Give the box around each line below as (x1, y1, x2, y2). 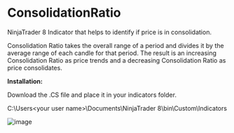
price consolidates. (7, 63, 63, 72)
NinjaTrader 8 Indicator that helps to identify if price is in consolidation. (7, 28, 212, 36)
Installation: (7, 77, 43, 85)
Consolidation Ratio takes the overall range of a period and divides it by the (7, 41, 224, 49)
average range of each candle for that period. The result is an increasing (7, 49, 217, 57)
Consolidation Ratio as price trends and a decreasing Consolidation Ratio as (7, 56, 226, 64)
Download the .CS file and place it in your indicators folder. (7, 91, 177, 99)
